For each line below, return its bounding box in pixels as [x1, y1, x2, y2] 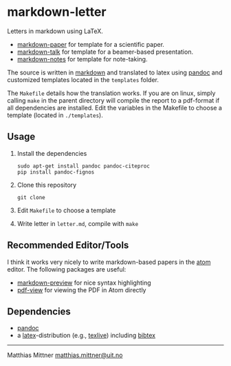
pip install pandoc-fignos [16, 168, 95, 176]
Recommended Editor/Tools [7, 239, 129, 252]
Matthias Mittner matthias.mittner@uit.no [7, 351, 123, 359]
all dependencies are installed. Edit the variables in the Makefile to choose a [7, 103, 222, 112]
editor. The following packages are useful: [7, 265, 126, 273]
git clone [16, 194, 46, 201]
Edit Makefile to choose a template [16, 206, 116, 214]
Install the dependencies [16, 149, 87, 157]
